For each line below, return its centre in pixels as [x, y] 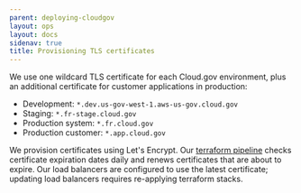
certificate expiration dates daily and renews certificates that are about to [146, 160]
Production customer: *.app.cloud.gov [94, 133]
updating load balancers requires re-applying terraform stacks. [126, 179]
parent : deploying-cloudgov [62, 18]
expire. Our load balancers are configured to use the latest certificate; [139, 170]
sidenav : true [36, 43]
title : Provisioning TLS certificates [82, 51]
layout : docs [34, 34]
